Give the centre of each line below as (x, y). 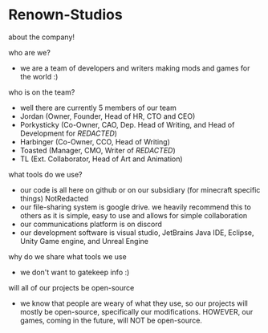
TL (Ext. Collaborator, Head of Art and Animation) (101, 159)
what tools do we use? (45, 174)
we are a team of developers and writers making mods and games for (135, 68)
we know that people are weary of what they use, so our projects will (134, 303)
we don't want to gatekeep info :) (75, 272)
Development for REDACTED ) (69, 133)
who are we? (29, 52)
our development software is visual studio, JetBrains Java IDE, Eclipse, (137, 232)
